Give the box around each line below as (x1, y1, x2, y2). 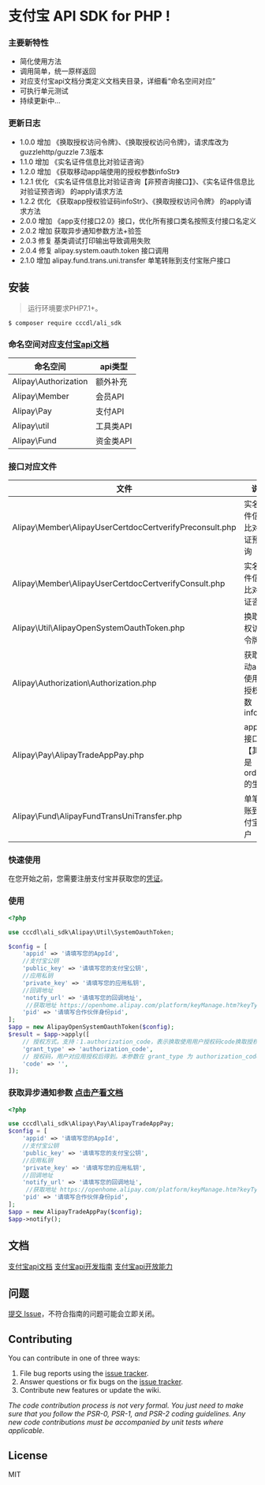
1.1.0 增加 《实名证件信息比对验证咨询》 (19, 157, 148, 166)
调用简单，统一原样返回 (19, 66, 96, 76)
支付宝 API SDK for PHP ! (8, 7, 171, 25)
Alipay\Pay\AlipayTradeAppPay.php (12, 750, 144, 761)
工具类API (95, 420, 132, 431)
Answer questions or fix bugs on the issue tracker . (19, 1377, 184, 1386)
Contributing (8, 1332, 73, 1345)
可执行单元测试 (19, 86, 69, 95)
